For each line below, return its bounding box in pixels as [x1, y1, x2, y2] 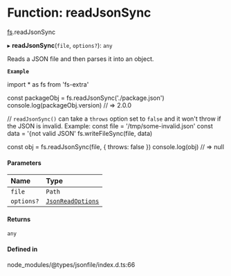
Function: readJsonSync [7, 5, 151, 21]
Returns [7, 215, 31, 223]
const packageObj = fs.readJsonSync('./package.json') [7, 94, 165, 102]
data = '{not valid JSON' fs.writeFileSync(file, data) [7, 129, 153, 137]
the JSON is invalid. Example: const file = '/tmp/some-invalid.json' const [7, 121, 213, 130]
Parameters [7, 158, 41, 167]
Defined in [7, 245, 38, 253]
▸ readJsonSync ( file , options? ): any [7, 41, 113, 49]
